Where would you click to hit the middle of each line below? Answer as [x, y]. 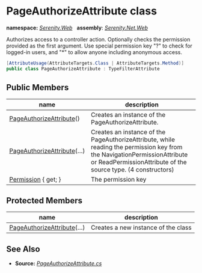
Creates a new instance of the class [141, 228]
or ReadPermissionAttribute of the [139, 162]
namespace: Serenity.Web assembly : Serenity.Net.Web [77, 28]
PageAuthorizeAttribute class [82, 11]
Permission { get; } [35, 179]
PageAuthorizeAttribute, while [133, 140]
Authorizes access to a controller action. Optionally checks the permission [98, 39]
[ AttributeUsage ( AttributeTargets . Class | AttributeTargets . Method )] [95, 63]
